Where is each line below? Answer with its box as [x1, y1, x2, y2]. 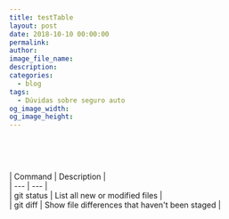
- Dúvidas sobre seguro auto [17, 95, 126, 105]
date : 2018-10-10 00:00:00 [9, 29, 110, 38]
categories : [9, 71, 53, 80]
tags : [9, 87, 29, 96]
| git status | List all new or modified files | [9, 191, 163, 201]
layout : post [9, 21, 58, 30]
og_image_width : [9, 104, 70, 113]
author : [9, 46, 38, 55]
